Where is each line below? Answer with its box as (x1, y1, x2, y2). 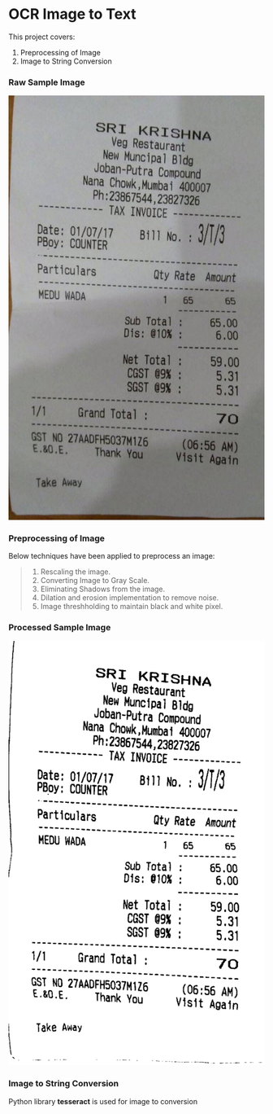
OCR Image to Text (8, 5, 136, 24)
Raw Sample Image (8, 77, 85, 88)
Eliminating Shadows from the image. (40, 584, 166, 594)
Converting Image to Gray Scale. (40, 576, 150, 586)
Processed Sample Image (8, 622, 111, 634)
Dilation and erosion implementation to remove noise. (40, 593, 219, 603)
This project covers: (8, 32, 76, 42)
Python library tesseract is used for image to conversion (8, 1096, 197, 1106)
